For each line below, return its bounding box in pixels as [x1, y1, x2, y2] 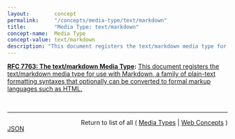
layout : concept [7, 10, 77, 18]
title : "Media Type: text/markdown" [7, 23, 139, 30]
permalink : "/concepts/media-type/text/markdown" [7, 17, 168, 24]
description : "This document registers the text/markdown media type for [7, 43, 227, 50]
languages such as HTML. [7, 85, 83, 93]
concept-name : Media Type [7, 29, 86, 37]
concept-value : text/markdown [7, 37, 96, 44]
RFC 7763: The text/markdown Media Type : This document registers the [7, 62, 220, 70]
